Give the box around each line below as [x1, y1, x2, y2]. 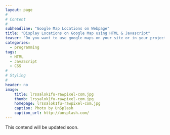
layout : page [5, 7, 33, 13]
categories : [5, 40, 30, 45]
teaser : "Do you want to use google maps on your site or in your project [5, 36, 166, 41]
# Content [5, 17, 26, 22]
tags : [5, 49, 17, 54]
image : [5, 87, 19, 92]
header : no [5, 82, 28, 87]
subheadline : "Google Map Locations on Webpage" [5, 26, 110, 31]
